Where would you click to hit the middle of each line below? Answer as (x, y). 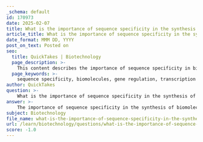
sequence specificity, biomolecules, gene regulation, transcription (107, 79)
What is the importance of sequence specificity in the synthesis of (107, 96)
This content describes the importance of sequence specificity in (104, 68)
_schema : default (28, 12)
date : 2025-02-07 (28, 23)
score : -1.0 (21, 130)
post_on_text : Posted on (37, 46)
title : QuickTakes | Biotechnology (56, 57)
